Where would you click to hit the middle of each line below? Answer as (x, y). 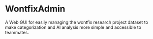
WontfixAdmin (35, 9)
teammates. (17, 32)
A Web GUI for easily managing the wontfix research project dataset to (77, 22)
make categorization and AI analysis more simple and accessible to (73, 27)
